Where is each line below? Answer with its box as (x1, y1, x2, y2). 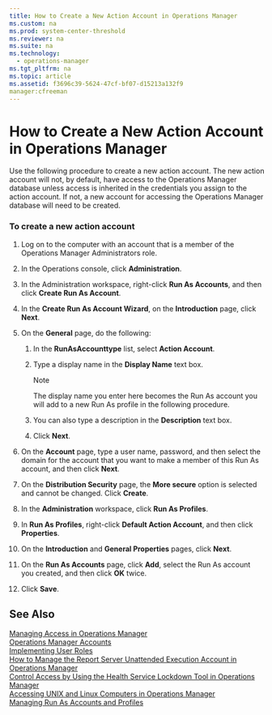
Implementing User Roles (9, 646, 93, 656)
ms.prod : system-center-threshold (9, 27, 126, 35)
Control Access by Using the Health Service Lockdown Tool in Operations (9, 672, 256, 682)
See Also (9, 607, 55, 621)
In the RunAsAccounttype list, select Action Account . (32, 344, 215, 353)
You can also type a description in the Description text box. (32, 415, 232, 425)
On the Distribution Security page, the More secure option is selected (20, 479, 257, 489)
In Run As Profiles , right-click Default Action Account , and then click (20, 520, 253, 529)
